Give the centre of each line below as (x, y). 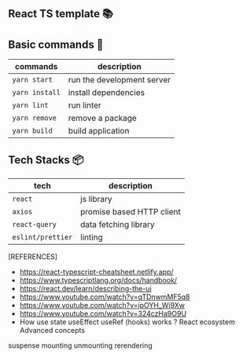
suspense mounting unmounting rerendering (81, 345)
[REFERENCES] (33, 257)
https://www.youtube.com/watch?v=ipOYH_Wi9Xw (102, 305)
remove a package (103, 119)
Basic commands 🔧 (56, 44)
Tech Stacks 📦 (46, 160)
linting (92, 237)
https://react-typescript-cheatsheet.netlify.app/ (97, 272)
